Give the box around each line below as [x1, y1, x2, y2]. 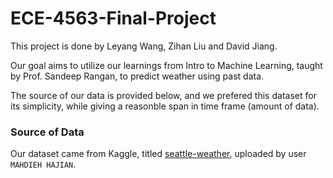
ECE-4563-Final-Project [10, 7, 217, 30]
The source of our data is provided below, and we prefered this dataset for [10, 89, 317, 101]
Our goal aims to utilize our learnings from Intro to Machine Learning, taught [10, 59, 323, 71]
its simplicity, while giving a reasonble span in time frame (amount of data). [10, 100, 320, 112]
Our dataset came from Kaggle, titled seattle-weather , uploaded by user [10, 148, 307, 160]
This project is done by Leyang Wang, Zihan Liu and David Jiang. [10, 40, 278, 52]
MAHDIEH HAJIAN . [10, 158, 77, 171]
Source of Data [10, 125, 85, 139]
